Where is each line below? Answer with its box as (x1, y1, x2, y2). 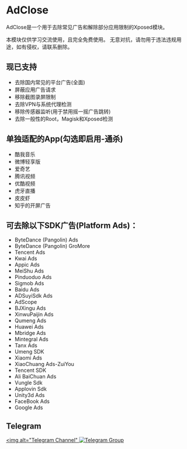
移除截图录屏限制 (14, 93, 56, 100)
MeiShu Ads (14, 267, 44, 275)
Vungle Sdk (14, 379, 43, 386)
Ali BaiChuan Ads (14, 373, 57, 380)
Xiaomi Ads (14, 354, 43, 361)
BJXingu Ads (14, 305, 46, 312)
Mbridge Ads (14, 330, 46, 337)
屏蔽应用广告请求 (14, 86, 56, 93)
